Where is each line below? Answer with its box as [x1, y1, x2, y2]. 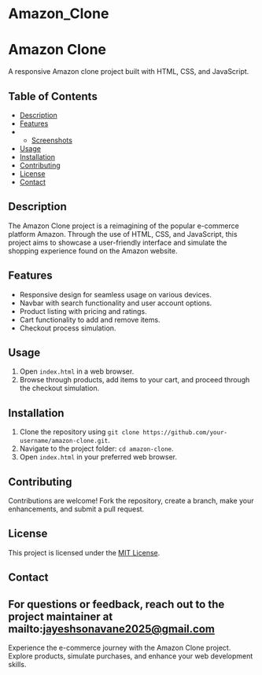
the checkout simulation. [19, 383, 100, 393]
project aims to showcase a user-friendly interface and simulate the [8, 238, 227, 247]
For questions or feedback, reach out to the [8, 597, 225, 610]
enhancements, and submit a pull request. [8, 504, 145, 514]
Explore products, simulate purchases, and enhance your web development [8, 651, 253, 661]
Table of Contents [8, 90, 98, 103]
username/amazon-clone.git [19, 437, 109, 445]
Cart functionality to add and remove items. [19, 315, 161, 324]
